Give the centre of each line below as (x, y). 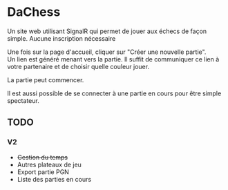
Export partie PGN (43, 172)
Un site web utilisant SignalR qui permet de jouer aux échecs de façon (107, 31)
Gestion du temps (42, 157)
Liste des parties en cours (54, 179)
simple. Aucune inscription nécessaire (61, 38)
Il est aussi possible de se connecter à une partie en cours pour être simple (114, 93)
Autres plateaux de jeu (49, 164)
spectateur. (23, 100)
